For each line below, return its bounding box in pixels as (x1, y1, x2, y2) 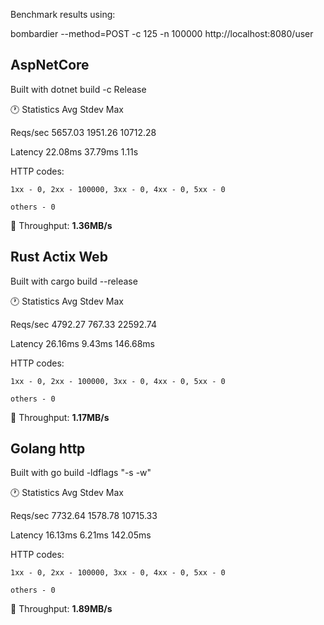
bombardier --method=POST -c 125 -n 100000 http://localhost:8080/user (10, 28, 314, 39)
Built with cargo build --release (10, 275, 138, 287)
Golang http (10, 440, 86, 458)
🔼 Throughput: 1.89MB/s (10, 603, 113, 615)
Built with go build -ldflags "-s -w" (10, 467, 152, 479)
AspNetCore (10, 57, 90, 74)
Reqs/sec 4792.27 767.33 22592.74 (10, 318, 157, 330)
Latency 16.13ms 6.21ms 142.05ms (10, 529, 152, 541)
